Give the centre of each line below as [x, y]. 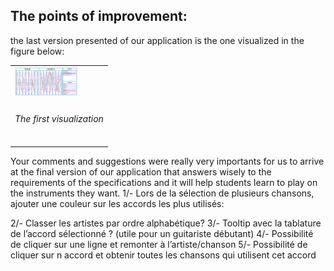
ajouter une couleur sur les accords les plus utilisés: [117, 204]
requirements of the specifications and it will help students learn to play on [164, 183]
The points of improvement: [99, 16]
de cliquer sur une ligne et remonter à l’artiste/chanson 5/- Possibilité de [159, 245]
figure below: [37, 51]
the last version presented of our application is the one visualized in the [157, 40]
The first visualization [59, 119]
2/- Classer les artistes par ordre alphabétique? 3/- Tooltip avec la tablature [166, 223]
